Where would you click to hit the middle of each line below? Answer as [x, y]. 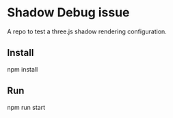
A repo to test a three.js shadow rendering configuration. [87, 31]
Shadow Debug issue [68, 13]
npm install [23, 69]
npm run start [26, 107]
